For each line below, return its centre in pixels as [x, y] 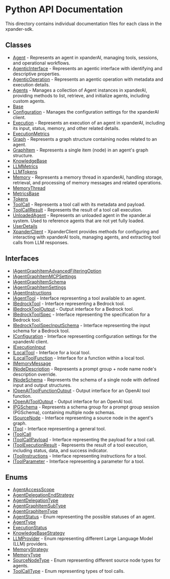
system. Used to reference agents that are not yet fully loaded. [78, 221]
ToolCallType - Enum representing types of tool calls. [69, 571]
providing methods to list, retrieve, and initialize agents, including [81, 95]
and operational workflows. [41, 63]
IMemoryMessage [32, 363]
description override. [35, 374]
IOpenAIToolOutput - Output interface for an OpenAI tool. [73, 401]
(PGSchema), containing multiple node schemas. [64, 412]
